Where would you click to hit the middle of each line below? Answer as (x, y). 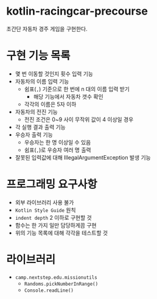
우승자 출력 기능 (34, 135)
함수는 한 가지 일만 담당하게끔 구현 (56, 225)
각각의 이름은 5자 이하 (50, 104)
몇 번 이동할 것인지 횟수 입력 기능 (54, 74)
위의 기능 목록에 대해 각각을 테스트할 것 (61, 233)
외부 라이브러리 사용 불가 (44, 202)
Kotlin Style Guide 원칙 (45, 210)
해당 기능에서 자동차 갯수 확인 (68, 96)
